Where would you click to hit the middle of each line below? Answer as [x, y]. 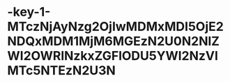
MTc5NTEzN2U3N [62, 71]
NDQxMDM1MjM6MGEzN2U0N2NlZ [113, 41]
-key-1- [29, 12]
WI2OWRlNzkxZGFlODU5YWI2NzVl [113, 56]
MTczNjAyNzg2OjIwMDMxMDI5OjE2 [116, 27]
